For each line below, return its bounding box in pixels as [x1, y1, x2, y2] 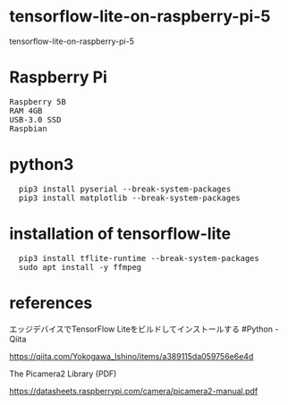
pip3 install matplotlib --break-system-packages [18, 192, 241, 203]
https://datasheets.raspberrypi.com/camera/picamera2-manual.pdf [9, 385, 258, 396]
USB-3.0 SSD [9, 114, 62, 124]
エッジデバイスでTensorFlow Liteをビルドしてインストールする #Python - [9, 324, 279, 334]
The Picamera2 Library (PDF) [9, 368, 117, 379]
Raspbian [9, 123, 47, 133]
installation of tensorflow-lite [9, 224, 231, 243]
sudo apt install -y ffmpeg [18, 262, 142, 272]
